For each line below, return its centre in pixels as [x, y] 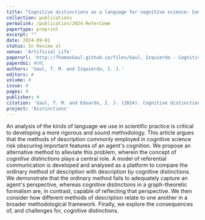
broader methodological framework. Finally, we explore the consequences [100, 204]
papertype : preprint [33, 29]
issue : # [17, 86]
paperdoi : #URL [26, 63]
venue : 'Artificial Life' [39, 52]
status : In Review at [34, 46]
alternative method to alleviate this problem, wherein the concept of [92, 152]
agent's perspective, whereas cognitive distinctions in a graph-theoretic [97, 185]
